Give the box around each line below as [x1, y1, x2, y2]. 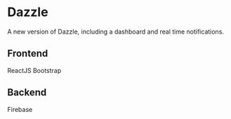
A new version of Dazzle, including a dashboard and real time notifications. [7, 27, 225, 36]
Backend [7, 87, 47, 99]
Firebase [7, 105, 33, 113]
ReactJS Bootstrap [7, 66, 62, 74]
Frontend [7, 48, 48, 59]
